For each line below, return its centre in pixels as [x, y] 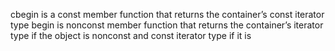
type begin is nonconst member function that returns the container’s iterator [167, 25]
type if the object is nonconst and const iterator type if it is [131, 35]
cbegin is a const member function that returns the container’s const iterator [167, 14]
